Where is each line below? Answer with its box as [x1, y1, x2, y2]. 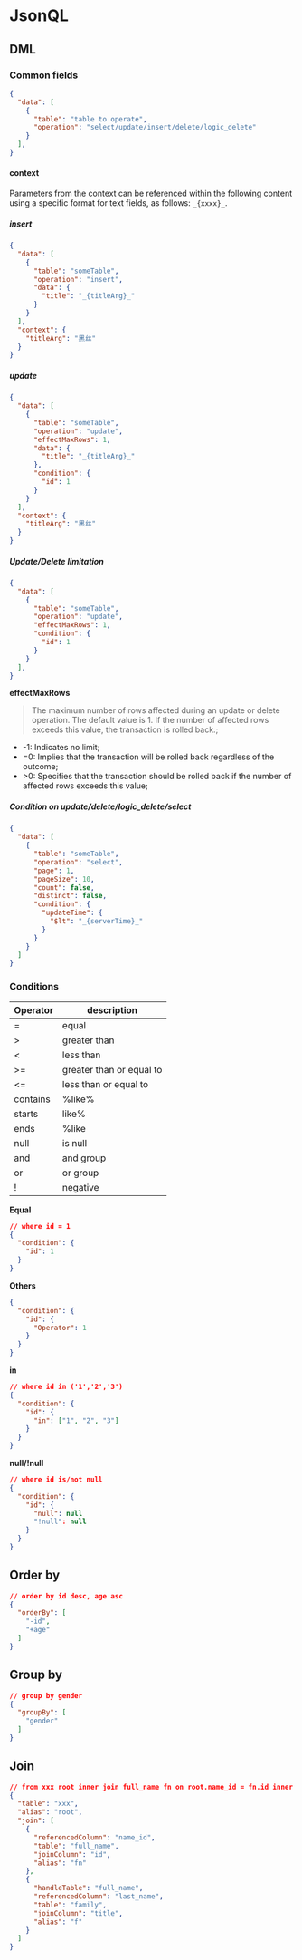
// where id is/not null [9, 1475, 103, 1484]
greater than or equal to [61, 1063, 163, 1076]
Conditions [9, 980, 59, 993]
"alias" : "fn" [33, 1859, 88, 1868]
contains [14, 1093, 52, 1106]
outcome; [22, 761, 59, 772]
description [87, 1003, 138, 1016]
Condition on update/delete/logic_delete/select [9, 801, 192, 812]
